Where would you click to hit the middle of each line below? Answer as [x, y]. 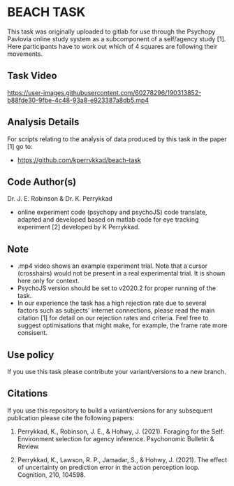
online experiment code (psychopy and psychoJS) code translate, [112, 212]
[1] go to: [20, 146]
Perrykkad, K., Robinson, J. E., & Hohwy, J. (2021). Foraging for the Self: [121, 431]
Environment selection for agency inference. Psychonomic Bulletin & [116, 438]
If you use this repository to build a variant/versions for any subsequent [110, 410]
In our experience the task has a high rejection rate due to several [112, 303]
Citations [28, 393]
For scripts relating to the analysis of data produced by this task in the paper [117, 139]
